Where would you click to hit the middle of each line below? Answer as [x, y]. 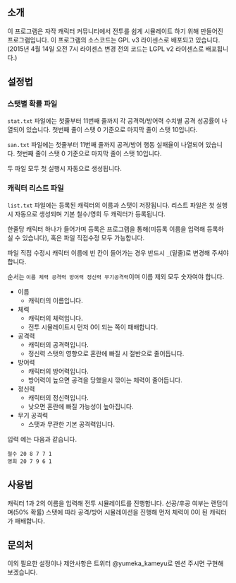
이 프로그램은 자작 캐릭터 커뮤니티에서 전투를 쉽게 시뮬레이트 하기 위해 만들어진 [116, 31]
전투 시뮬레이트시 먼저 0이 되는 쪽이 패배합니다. [93, 326]
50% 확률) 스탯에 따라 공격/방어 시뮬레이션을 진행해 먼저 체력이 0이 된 [111, 512]
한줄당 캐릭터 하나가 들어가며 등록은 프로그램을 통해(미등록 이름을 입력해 [106, 229]
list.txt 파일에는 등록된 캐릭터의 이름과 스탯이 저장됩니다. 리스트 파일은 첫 [111, 205]
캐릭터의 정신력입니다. [58, 397]
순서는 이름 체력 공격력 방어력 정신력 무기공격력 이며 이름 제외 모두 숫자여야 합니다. [116, 276]
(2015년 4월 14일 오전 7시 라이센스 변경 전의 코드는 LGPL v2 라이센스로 [106, 49]
